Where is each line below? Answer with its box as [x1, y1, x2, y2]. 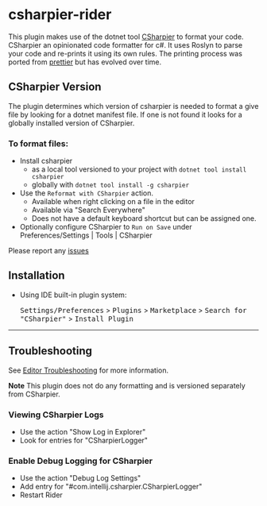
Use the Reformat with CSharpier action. [19, 188, 153, 198]
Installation [8, 268, 65, 283]
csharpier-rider [8, 6, 112, 24]
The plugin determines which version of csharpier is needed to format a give [8, 101, 259, 110]
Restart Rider [19, 490, 64, 500]
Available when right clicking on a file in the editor [31, 197, 195, 207]
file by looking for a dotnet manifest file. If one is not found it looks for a [8, 110, 242, 119]
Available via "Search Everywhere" [31, 205, 145, 215]
